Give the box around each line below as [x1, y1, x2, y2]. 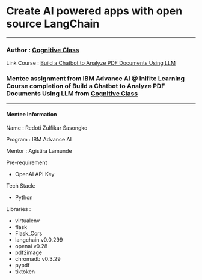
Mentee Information [6, 111, 57, 118]
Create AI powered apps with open [6, 4, 183, 18]
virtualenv [14, 217, 40, 224]
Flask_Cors [14, 230, 43, 237]
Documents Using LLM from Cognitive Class [6, 89, 138, 98]
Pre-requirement [6, 159, 47, 166]
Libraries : [6, 205, 31, 212]
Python [14, 194, 33, 201]
